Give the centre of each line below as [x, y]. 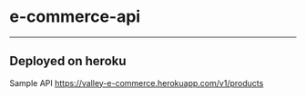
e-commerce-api [75, 17]
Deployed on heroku [68, 61]
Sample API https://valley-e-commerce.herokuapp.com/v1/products [137, 82]
